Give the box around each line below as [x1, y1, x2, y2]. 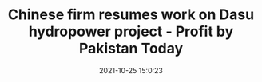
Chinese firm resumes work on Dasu [7, 6, 255, 24]
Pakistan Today [78, 40, 184, 57]
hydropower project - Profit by [28, 22, 234, 41]
